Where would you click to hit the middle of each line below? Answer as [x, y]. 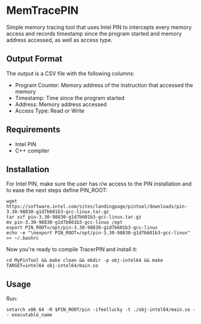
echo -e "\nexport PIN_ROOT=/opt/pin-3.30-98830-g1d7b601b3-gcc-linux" [98, 233]
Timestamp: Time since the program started [70, 98]
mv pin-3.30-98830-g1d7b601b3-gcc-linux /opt [64, 223]
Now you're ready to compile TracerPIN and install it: [72, 249]
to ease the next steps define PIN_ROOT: [57, 190]
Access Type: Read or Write [49, 111]
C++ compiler [32, 151]
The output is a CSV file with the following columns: [70, 73]
